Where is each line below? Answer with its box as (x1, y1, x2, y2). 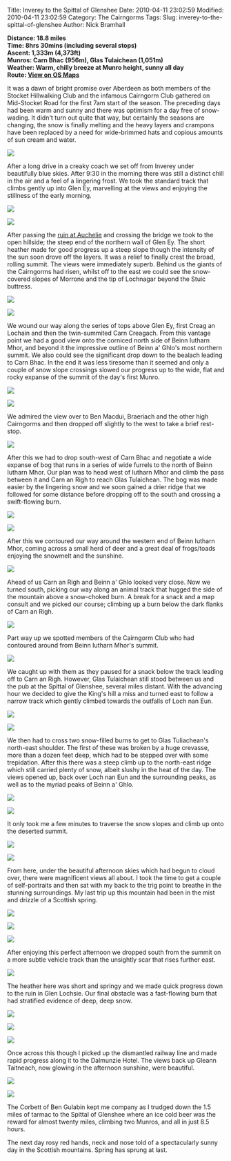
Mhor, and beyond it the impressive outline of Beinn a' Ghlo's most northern (7, 344, 223, 351)
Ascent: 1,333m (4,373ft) (7, 48, 81, 57)
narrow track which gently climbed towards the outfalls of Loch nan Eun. (7, 697, 214, 705)
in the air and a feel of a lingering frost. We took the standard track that (7, 176, 209, 185)
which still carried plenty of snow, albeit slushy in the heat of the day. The (7, 766, 217, 774)
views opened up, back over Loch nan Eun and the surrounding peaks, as (7, 773, 217, 781)
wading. (7, 113, 30, 122)
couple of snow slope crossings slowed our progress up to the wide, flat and (7, 366, 225, 374)
